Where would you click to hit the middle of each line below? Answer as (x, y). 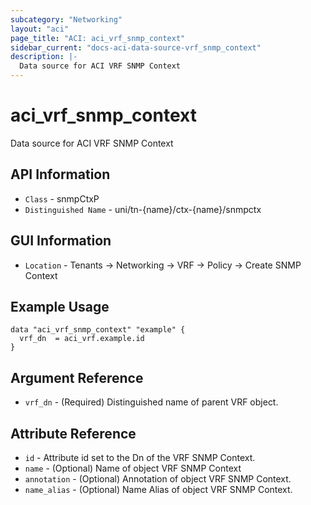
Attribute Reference (73, 433)
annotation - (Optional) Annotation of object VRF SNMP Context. (158, 479)
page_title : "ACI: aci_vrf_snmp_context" (98, 38)
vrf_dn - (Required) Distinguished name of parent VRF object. (151, 402)
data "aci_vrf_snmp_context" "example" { (98, 330)
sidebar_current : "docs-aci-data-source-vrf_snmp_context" (136, 47)
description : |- (44, 57)
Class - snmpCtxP (62, 198)
